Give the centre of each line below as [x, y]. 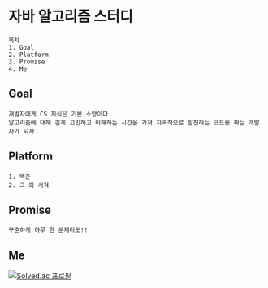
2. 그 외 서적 [29, 185]
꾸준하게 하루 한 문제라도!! [48, 230]
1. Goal [22, 47]
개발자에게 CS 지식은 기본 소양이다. [60, 114]
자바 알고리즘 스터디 [71, 17]
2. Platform [28, 55]
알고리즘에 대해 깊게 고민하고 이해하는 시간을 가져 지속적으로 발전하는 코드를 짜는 [127, 123]
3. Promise [27, 62]
